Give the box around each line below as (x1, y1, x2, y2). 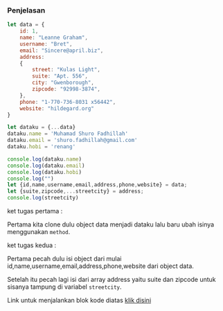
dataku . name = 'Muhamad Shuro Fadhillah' (7, 130, 129, 137)
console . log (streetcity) (7, 195, 79, 202)
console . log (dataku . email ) (7, 162, 85, 169)
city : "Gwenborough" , (32, 79, 95, 87)
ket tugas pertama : (7, 207, 63, 215)
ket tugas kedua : (7, 241, 57, 249)
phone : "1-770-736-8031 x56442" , (19, 98, 116, 105)
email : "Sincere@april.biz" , (19, 47, 104, 54)
